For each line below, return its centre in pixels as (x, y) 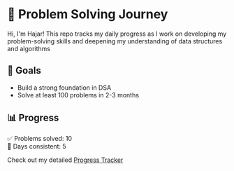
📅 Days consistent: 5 (37, 146)
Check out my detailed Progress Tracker (65, 160)
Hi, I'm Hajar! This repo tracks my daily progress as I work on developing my (117, 34)
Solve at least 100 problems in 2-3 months (78, 95)
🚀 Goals (24, 70)
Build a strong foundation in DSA (64, 88)
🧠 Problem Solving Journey (88, 14)
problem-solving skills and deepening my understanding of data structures (115, 41)
